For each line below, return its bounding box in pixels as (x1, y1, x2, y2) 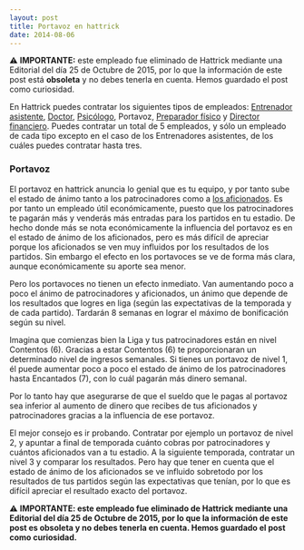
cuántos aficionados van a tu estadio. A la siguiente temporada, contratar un (9, 447, 295, 457)
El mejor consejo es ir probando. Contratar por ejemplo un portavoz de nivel (9, 427, 293, 438)
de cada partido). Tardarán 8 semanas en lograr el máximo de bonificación (9, 307, 289, 318)
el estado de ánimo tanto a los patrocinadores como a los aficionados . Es (9, 192, 283, 204)
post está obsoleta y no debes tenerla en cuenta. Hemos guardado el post (9, 74, 289, 85)
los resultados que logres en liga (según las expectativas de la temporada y (9, 297, 292, 309)
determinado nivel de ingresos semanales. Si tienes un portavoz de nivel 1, (9, 353, 289, 364)
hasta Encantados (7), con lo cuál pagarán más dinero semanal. (9, 373, 248, 384)
